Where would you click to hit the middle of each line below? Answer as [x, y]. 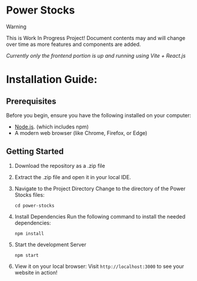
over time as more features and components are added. [74, 44]
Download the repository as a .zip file [60, 166]
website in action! [36, 272]
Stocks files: [30, 194]
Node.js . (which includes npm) [52, 127]
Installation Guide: [52, 80]
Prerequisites [31, 101]
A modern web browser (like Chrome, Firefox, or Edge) [81, 133]
